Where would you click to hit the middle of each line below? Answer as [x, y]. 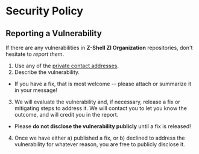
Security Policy [45, 11]
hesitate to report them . [35, 54]
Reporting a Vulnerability [54, 33]
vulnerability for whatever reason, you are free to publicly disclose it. [99, 144]
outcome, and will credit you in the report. [66, 115]
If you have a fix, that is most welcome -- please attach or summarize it [103, 84]
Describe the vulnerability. [47, 72]
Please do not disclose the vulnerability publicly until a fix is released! [103, 126]
